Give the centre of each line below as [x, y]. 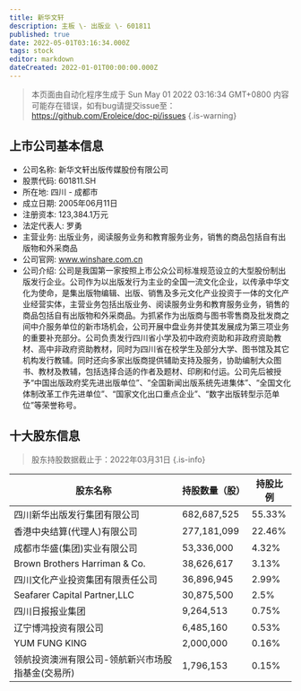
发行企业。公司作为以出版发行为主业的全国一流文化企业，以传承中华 [156, 281]
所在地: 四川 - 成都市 [60, 192]
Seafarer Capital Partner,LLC [74, 595]
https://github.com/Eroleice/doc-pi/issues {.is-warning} [134, 115]
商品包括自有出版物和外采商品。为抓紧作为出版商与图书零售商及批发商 [152, 315]
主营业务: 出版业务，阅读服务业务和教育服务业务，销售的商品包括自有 [150, 236]
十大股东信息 [45, 436]
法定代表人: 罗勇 [52, 225]
